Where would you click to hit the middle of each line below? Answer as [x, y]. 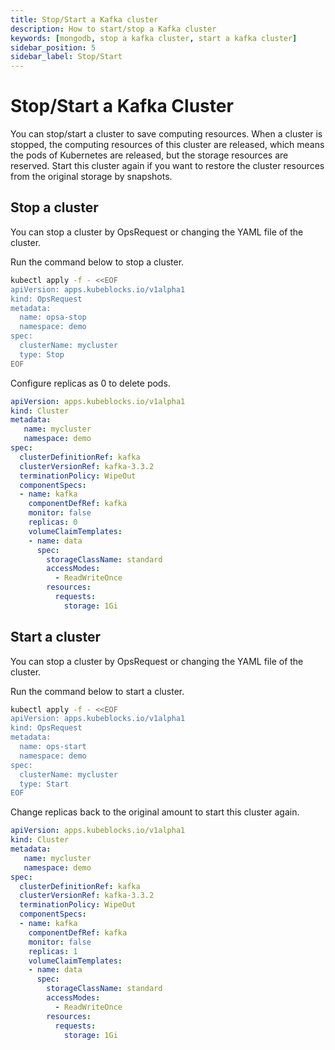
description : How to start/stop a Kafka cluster [113, 29]
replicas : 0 [53, 522]
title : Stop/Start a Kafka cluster [84, 19]
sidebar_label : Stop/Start [66, 57]
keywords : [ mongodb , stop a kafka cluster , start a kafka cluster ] [154, 38]
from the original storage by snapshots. [91, 177]
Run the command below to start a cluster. [97, 691]
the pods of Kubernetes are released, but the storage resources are [149, 155]
